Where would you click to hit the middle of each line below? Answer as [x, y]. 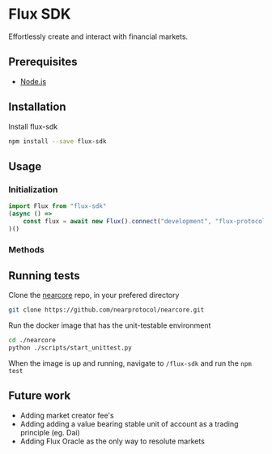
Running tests [45, 276]
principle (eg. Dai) [50, 432]
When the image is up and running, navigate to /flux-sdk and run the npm [130, 363]
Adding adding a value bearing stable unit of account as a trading [129, 424]
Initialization [33, 189]
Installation [37, 107]
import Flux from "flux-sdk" [57, 206]
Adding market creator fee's [67, 415]
